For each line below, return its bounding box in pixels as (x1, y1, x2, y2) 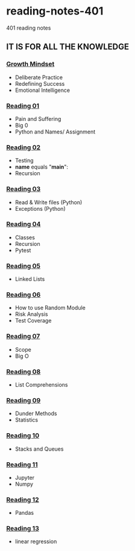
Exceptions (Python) (14, 205, 66, 212)
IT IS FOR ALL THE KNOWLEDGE (6, 42, 130, 52)
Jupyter (14, 474, 35, 481)
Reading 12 (6, 495, 39, 504)
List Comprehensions (14, 381, 68, 388)
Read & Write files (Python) (14, 198, 83, 206)
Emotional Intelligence (14, 86, 71, 94)
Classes (14, 234, 35, 241)
